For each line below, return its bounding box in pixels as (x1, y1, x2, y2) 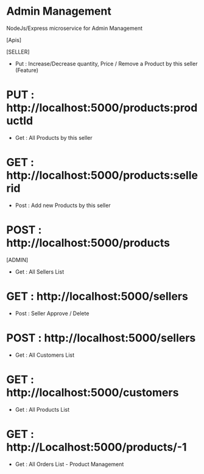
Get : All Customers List (15, 351, 75, 359)
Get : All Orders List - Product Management (15, 460, 124, 468)
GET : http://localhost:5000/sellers (6, 289, 189, 303)
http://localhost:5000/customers (6, 385, 179, 399)
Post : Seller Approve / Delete (15, 310, 90, 317)
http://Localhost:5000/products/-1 (6, 440, 187, 454)
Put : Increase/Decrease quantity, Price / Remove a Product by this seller (15, 60, 198, 67)
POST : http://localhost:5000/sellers (6, 331, 196, 345)
